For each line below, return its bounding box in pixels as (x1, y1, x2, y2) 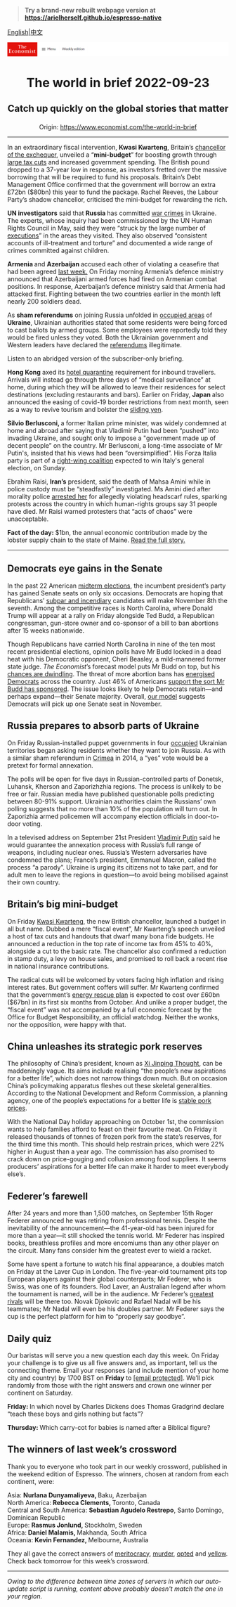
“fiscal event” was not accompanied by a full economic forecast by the (7, 1005, 212, 1014)
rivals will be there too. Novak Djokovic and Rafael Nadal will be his (7, 1297, 202, 1306)
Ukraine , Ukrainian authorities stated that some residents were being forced (7, 318, 228, 327)
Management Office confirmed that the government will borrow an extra (7, 181, 216, 189)
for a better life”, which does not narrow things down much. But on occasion (7, 1074, 228, 1083)
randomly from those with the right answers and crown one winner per (7, 1381, 212, 1389)
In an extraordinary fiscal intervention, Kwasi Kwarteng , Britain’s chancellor (7, 143, 226, 152)
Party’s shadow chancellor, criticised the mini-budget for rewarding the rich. (7, 195, 228, 204)
